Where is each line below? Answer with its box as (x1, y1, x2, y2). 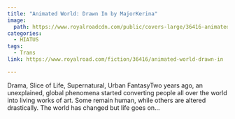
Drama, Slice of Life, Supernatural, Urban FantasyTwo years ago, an (7, 81, 203, 90)
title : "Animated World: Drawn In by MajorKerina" (7, 10, 158, 17)
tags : (7, 43, 23, 50)
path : (13, 23, 30, 30)
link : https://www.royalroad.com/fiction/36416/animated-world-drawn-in (7, 56, 224, 63)
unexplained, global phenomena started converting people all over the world (7, 88, 227, 97)
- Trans (13, 50, 36, 57)
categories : (7, 29, 42, 37)
